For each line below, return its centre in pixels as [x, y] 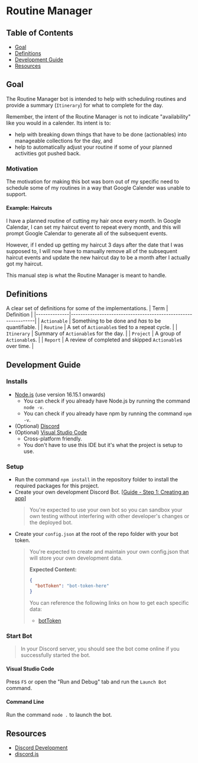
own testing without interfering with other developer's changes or [109, 516]
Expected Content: [53, 570]
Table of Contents [40, 33]
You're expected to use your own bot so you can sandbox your [106, 510]
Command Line [25, 701]
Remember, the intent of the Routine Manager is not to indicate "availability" [98, 116]
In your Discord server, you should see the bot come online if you [100, 649]
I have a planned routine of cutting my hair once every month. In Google [94, 221]
